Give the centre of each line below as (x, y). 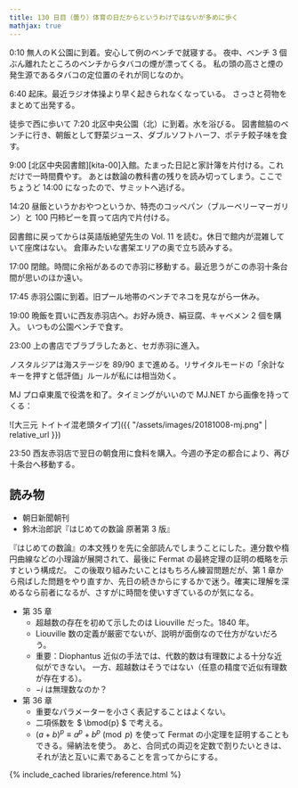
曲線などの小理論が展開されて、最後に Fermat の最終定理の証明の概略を (148, 559)
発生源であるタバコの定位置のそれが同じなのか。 (99, 74)
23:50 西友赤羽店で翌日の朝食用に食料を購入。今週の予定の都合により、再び (149, 453)
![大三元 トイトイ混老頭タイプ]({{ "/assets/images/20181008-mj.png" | (138, 424)
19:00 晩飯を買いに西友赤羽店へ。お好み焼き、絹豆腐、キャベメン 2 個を (141, 315)
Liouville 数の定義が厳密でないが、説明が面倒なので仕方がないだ (153, 634)
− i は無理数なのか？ (72, 689)
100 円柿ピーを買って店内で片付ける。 (105, 217)
